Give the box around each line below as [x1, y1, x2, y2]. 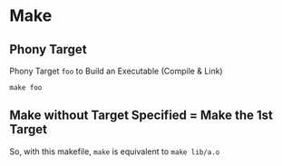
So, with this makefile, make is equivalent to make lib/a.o [9, 146, 220, 157]
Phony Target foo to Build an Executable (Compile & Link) [9, 65, 224, 76]
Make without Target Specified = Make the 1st [9, 108, 274, 123]
